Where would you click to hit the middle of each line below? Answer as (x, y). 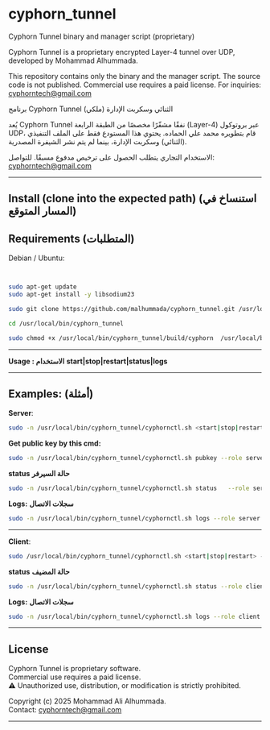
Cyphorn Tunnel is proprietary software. (75, 669)
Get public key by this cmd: (55, 443)
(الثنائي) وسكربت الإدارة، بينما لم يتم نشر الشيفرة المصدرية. (98, 141)
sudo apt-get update (43, 287)
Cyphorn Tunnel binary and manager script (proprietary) (102, 36)
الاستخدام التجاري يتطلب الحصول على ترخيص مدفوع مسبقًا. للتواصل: (112, 157)
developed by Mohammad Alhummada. (73, 60)
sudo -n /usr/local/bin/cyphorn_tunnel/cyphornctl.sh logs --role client (135, 616)
